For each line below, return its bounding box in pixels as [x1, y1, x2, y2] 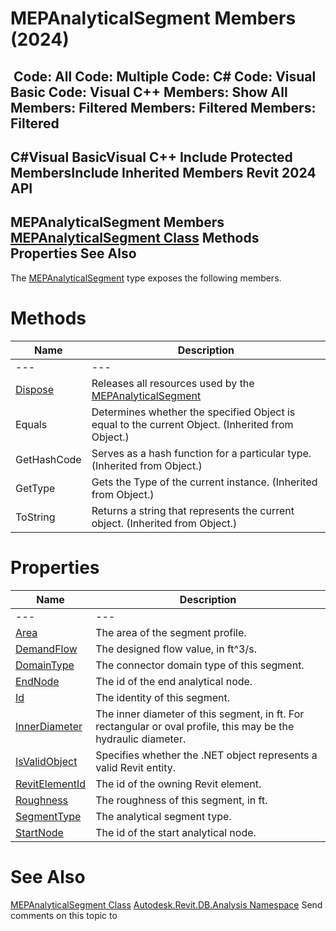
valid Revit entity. [95, 760, 177, 774]
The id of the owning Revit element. [95, 777, 262, 791]
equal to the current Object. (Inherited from [91, 417, 294, 431]
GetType [15, 481, 56, 495]
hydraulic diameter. [95, 732, 187, 746]
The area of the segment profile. [95, 625, 247, 639]
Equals [15, 417, 48, 431]
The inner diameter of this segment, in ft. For [95, 707, 305, 721]
